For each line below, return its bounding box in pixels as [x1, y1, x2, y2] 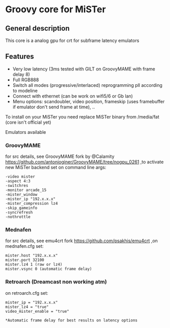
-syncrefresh [5, 210, 33, 215]
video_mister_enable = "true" [5, 309, 70, 314]
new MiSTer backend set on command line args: [5, 165, 107, 171]
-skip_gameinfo [5, 205, 38, 210]
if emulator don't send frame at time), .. [12, 104, 95, 110]
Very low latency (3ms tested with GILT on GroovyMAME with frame [12, 65, 155, 72]
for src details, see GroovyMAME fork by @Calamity [5, 153, 115, 159]
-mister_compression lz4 [5, 201, 58, 206]
